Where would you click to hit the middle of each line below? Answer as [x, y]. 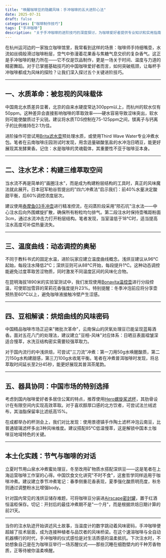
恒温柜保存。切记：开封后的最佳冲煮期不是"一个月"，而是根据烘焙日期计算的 [83, 504]
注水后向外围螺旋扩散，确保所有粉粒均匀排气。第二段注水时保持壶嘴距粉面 [85, 212]
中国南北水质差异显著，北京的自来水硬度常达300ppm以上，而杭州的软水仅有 [83, 107]
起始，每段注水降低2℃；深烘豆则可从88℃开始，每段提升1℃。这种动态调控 [83, 265]
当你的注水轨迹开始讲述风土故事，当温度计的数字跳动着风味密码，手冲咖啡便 [83, 525]
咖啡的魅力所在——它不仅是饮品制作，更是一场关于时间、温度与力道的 [89, 60]
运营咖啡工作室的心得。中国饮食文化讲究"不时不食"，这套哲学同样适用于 [83, 475]
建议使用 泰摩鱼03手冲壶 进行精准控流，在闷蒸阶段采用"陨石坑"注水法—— [79, 206]
